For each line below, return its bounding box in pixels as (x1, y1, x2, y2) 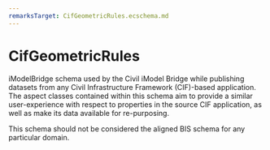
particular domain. (8, 132, 70, 142)
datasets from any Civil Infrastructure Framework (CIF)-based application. (8, 82, 256, 92)
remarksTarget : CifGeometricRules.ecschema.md (8, 11, 169, 20)
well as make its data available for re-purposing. (8, 108, 169, 118)
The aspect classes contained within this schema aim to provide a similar (8, 91, 254, 101)
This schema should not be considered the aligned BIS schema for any (8, 123, 246, 134)
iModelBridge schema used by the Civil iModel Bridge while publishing (8, 74, 245, 84)
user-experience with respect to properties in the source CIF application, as (8, 99, 263, 109)
